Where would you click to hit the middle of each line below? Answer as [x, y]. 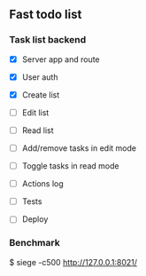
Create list [41, 95]
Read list [38, 130]
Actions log [42, 184]
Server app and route [61, 59]
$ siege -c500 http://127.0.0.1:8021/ [73, 262]
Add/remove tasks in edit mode [79, 148]
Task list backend [48, 40]
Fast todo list [46, 15]
